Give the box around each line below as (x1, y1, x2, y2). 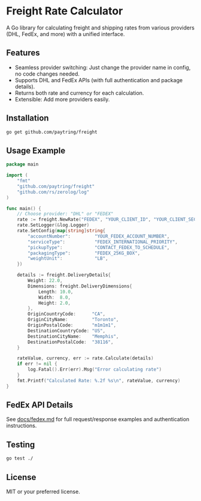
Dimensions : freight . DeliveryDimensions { (28, 283, 133, 289)
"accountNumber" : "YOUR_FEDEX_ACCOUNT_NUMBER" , (28, 233, 170, 239)
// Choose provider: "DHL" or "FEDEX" (17, 211, 114, 217)
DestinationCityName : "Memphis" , (28, 333, 119, 340)
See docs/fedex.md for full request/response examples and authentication (6, 416, 190, 423)
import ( (6, 172, 28, 178)
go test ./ (6, 455, 33, 461)
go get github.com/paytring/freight (6, 129, 98, 135)
